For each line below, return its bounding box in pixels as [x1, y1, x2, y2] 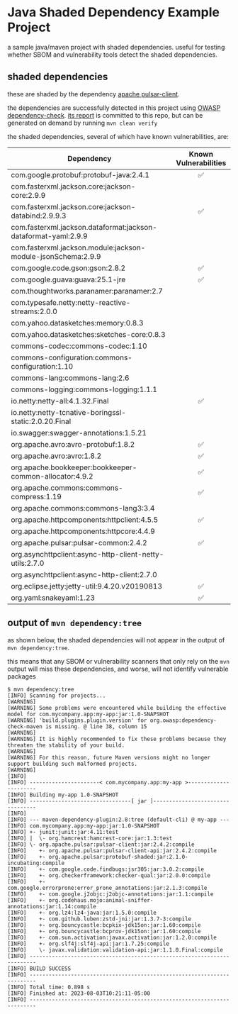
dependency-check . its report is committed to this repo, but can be [7, 111, 203, 119]
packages [7, 672, 37, 681]
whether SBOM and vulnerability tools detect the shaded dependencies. [7, 50, 217, 59]
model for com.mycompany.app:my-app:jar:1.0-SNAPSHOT [7, 711, 170, 718]
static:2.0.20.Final [11, 416, 72, 426]
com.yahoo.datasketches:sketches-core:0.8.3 [11, 329, 166, 339]
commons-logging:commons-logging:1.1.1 [11, 384, 158, 394]
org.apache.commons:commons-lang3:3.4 [11, 503, 155, 513]
